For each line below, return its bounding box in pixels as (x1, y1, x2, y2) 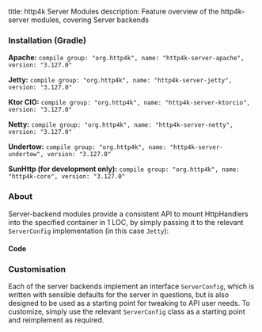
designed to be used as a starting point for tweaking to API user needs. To (8, 299, 251, 308)
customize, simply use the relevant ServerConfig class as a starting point (8, 307, 245, 316)
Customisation (8, 264, 66, 275)
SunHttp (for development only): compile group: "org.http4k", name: (8, 164, 240, 174)
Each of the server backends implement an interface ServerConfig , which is (8, 281, 255, 292)
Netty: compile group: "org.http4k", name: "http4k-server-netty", (8, 120, 234, 129)
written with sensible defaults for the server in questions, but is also (8, 290, 230, 300)
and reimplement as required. (8, 315, 104, 325)
